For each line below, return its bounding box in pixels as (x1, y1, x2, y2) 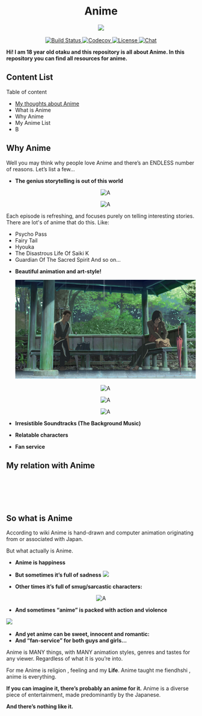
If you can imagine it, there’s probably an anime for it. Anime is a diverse (6, 685, 189, 692)
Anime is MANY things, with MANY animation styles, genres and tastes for (6, 648, 191, 656)
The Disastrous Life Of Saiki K (14, 249, 89, 257)
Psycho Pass (14, 230, 47, 238)
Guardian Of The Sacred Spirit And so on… (14, 256, 121, 263)
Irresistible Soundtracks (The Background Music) (14, 419, 141, 426)
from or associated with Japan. (6, 536, 84, 543)
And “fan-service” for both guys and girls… (14, 637, 127, 644)
